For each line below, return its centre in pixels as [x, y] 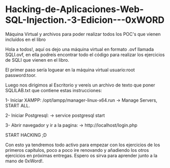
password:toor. [21, 75]
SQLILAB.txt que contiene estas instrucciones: [54, 90]
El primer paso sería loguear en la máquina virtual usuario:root [70, 70]
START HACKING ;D [26, 135]
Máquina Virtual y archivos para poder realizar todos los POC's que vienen [83, 34]
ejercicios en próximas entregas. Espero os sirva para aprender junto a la [81, 155]
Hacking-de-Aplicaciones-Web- [75, 9]
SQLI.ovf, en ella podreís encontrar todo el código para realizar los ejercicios [85, 55]
